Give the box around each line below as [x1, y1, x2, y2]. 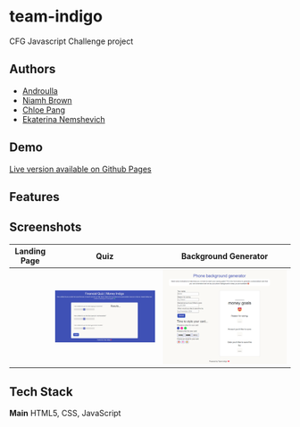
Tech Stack [9, 384, 73, 399]
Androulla [21, 85, 58, 96]
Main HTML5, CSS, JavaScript [9, 407, 121, 418]
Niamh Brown [21, 95, 73, 105]
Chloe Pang [21, 105, 65, 115]
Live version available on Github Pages [9, 163, 152, 174]
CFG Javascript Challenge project [9, 36, 134, 46]
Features [9, 189, 60, 205]
